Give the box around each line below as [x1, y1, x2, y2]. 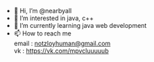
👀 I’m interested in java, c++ [13, 14, 94, 22]
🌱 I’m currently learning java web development [13, 22, 147, 29]
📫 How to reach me [13, 29, 71, 38]
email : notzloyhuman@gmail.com [13, 39, 111, 47]
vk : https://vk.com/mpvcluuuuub [13, 47, 109, 55]
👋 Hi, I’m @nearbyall [13, 7, 72, 15]
